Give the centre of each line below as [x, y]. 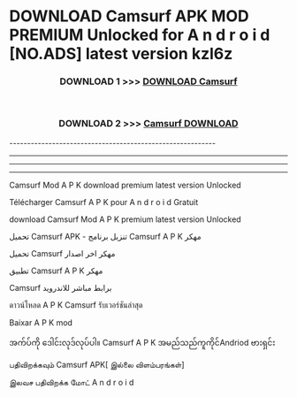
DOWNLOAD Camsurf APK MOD [129, 16]
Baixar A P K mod [41, 322]
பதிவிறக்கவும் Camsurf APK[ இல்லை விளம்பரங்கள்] [97, 364]
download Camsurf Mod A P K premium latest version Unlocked [125, 219]
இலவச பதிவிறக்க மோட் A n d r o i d [72, 382]
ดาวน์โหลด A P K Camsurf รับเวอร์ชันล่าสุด [76, 305]
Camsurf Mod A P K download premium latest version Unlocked [125, 185]
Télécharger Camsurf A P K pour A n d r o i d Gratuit [104, 202]
